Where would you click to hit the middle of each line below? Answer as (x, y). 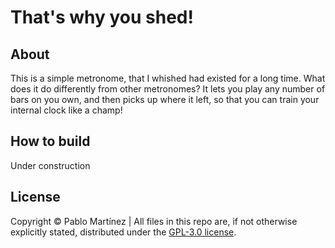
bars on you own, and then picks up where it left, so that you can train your (165, 99)
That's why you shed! (102, 17)
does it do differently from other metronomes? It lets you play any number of (168, 89)
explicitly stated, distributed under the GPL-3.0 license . (123, 232)
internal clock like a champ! (66, 110)
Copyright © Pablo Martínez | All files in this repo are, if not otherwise (154, 221)
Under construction (50, 165)
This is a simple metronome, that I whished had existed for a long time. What (168, 78)
